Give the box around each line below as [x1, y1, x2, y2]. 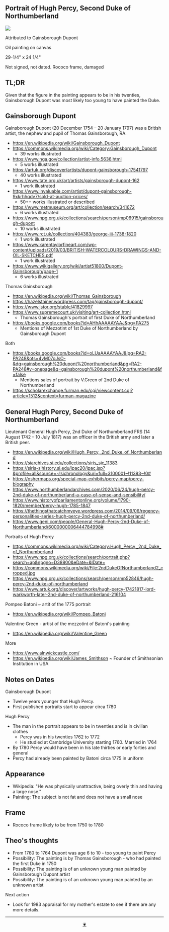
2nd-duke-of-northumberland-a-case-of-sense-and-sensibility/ [12, 492, 146, 498]
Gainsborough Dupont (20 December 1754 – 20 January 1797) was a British [5, 125, 161, 131]
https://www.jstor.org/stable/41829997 [12, 304, 93, 310]
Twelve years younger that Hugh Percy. [12, 699, 95, 705]
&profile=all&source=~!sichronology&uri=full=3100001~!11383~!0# [12, 470, 151, 477]
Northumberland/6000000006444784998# [12, 524, 104, 530]
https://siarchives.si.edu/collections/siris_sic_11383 [12, 460, 118, 466]
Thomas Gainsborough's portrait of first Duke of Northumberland [20, 314, 155, 321]
